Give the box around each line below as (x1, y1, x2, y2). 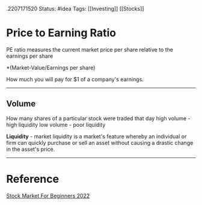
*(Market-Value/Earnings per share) (6, 64, 96, 71)
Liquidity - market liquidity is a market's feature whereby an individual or (6, 132, 187, 140)
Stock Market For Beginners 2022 (6, 192, 90, 199)
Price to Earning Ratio (6, 26, 116, 40)
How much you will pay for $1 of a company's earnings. (6, 75, 144, 83)
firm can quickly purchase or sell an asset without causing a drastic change (6, 139, 194, 146)
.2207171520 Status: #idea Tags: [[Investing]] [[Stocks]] (6, 5, 144, 12)
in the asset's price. (6, 145, 55, 153)
